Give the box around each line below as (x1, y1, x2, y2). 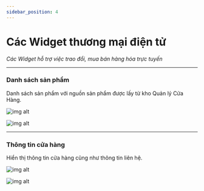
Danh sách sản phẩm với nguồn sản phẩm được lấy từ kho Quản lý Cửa (6, 89, 184, 97)
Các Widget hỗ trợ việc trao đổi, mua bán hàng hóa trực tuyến (6, 55, 163, 62)
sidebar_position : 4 (6, 8, 59, 15)
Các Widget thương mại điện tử (6, 35, 166, 49)
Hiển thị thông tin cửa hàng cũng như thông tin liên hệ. (6, 154, 143, 161)
